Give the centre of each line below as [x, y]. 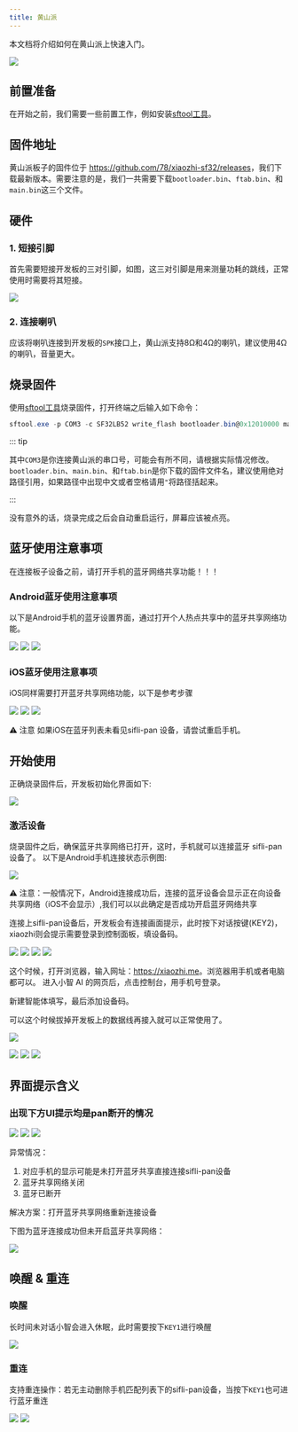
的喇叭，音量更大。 [44, 354]
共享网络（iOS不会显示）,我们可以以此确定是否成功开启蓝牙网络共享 [133, 904]
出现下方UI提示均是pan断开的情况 [81, 1113]
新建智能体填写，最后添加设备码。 [71, 1001]
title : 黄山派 [33, 17]
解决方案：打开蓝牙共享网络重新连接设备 [83, 1212]
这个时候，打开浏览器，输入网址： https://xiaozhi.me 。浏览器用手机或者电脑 [147, 971]
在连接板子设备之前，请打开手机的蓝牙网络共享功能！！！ [114, 571]
